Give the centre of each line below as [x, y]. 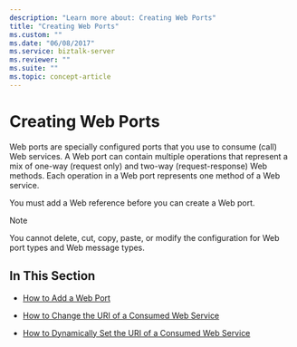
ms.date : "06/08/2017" [52, 43]
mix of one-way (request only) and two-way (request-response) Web [139, 166]
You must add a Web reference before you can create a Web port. [132, 202]
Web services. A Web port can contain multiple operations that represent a [148, 156]
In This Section [53, 276]
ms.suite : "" [34, 69]
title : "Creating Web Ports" [64, 26]
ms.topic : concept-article [60, 77]
